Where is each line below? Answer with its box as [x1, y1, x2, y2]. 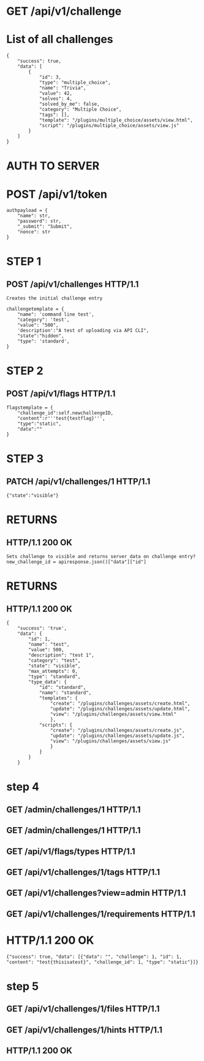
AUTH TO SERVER [6, 159, 100, 173]
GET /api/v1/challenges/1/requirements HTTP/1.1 [6, 909, 196, 919]
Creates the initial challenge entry [6, 295, 103, 301]
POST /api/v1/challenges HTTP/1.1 [6, 279, 139, 289]
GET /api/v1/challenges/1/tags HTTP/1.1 [6, 867, 161, 877]
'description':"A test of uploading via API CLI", [17, 327, 149, 334]
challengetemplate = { [6, 306, 64, 313]
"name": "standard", [39, 690, 92, 696]
